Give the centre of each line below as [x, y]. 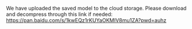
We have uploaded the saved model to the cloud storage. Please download [96, 8]
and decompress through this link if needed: [59, 14]
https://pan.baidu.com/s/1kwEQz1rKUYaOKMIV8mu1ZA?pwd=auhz [86, 20]
